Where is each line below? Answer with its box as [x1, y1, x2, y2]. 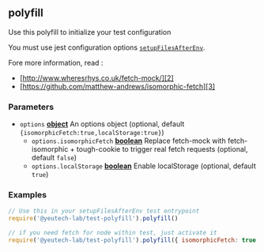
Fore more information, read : [8, 58, 104, 67]
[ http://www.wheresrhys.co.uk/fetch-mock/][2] [19, 73, 174, 82]
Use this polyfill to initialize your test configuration [8, 27, 172, 36]
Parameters [8, 101, 54, 112]
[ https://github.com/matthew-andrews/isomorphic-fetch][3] [19, 81, 216, 91]
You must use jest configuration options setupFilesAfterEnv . [8, 43, 206, 52]
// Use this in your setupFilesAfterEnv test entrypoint [8, 207, 200, 216]
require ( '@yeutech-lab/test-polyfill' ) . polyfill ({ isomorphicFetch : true [8, 236, 257, 244]
